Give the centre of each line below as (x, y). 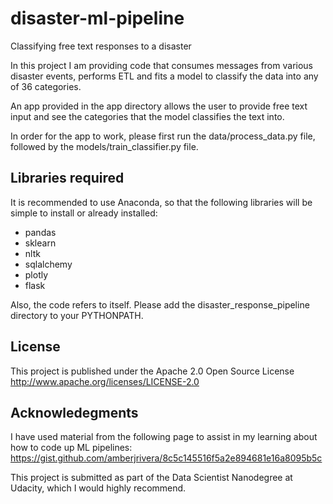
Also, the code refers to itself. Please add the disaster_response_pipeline (160, 304)
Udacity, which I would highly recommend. (98, 488)
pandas (40, 232)
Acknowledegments (74, 412)
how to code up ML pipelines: (71, 448)
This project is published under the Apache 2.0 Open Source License (152, 371)
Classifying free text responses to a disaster (101, 46)
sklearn (40, 243)
